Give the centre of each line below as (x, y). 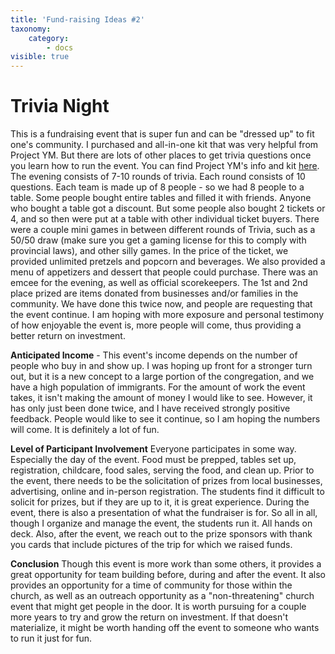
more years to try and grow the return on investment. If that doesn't (149, 617)
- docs (60, 47)
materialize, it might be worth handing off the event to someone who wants (165, 628)
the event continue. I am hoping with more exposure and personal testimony (167, 315)
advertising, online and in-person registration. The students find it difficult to (167, 492)
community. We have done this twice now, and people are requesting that (161, 304)
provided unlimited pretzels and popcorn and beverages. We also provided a (168, 262)
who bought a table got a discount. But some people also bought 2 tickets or (168, 208)
